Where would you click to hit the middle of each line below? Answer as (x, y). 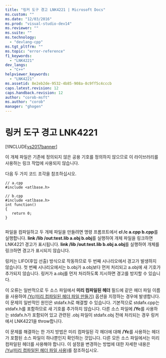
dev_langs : (16, 65)
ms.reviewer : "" (22, 28)
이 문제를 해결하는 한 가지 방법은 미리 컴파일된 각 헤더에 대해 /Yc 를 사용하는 (78, 331)
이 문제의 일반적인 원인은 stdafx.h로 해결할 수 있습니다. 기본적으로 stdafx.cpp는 (83, 302)
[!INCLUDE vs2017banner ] (31, 146)
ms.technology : (21, 38)
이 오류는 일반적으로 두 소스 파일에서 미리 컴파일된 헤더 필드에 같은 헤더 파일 (78, 290)
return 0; (22, 213)
